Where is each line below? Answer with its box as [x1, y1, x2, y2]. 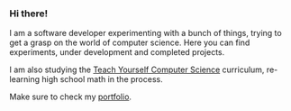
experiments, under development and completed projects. [9, 47, 225, 58]
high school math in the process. [41, 74, 164, 85]
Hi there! [9, 7, 49, 20]
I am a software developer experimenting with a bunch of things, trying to [9, 28, 282, 39]
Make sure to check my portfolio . [9, 91, 132, 102]
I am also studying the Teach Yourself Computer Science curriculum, [9, 64, 265, 75]
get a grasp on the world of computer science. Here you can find [9, 37, 250, 48]
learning [9, 74, 41, 85]
